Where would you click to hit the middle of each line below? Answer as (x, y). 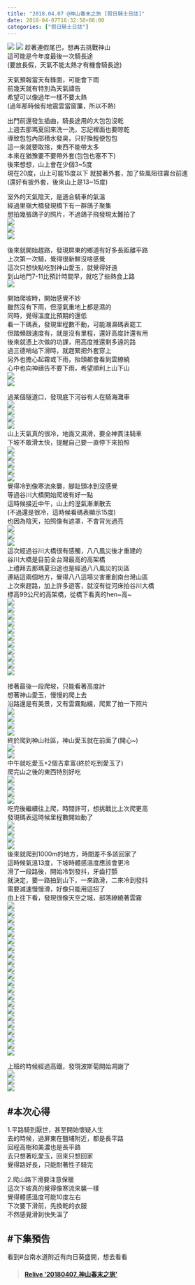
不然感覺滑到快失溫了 (38, 1214)
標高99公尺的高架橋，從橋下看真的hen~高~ (70, 594)
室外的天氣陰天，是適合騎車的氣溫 (56, 197)
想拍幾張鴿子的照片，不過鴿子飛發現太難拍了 (72, 215)
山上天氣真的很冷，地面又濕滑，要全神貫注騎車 (74, 433)
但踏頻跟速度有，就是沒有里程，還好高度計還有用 (78, 333)
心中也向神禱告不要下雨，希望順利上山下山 (68, 368)
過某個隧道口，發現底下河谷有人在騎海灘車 (68, 397)
